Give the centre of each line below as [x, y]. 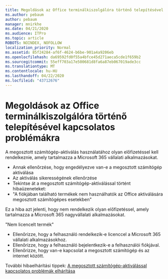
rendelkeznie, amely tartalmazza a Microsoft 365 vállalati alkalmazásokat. [82, 157]
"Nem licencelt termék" [30, 224]
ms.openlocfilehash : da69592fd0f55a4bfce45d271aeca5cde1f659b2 [73, 57]
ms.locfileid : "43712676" [32, 81]
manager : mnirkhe [23, 24]
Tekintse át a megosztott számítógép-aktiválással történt [72, 183]
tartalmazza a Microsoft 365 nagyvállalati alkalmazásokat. [66, 214]
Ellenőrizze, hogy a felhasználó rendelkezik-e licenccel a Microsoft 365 [87, 234]
